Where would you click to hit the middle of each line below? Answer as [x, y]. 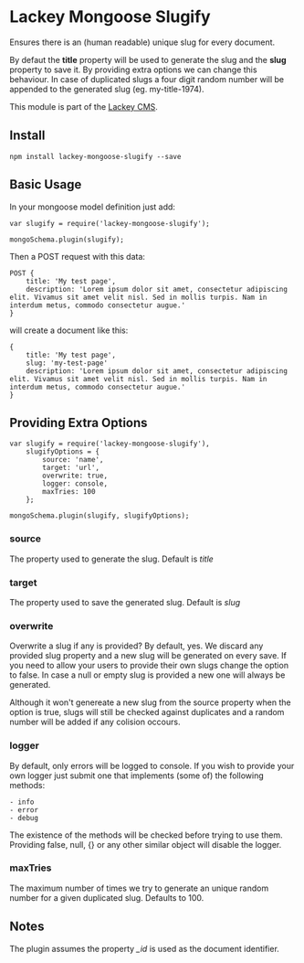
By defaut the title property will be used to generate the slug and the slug [148, 59]
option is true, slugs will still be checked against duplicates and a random [147, 712]
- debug [24, 818]
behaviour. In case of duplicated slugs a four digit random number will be [147, 79]
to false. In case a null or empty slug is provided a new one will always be [147, 675]
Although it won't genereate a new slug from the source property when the [150, 702]
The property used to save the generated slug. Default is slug [125, 602]
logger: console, [75, 484]
